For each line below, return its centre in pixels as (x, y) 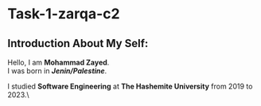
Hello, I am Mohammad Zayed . (58, 62)
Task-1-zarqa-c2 (64, 14)
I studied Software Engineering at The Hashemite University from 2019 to (130, 86)
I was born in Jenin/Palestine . (57, 71)
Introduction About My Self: (78, 43)
